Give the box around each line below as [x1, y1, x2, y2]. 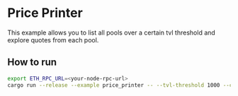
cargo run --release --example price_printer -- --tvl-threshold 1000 [7, 81, 220, 89]
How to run [7, 56, 57, 68]
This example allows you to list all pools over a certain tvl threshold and [7, 28, 216, 37]
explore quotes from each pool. [7, 35, 99, 44]
